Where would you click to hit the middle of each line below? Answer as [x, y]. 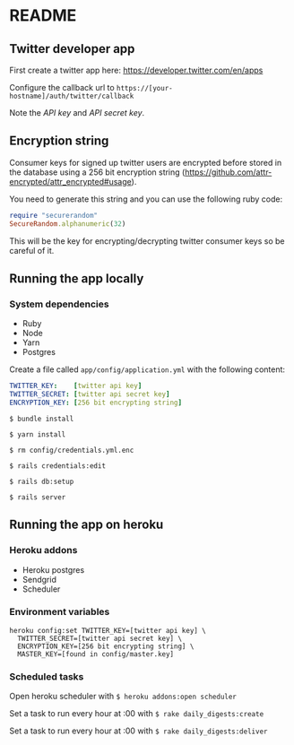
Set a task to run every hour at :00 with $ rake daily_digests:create [137, 714]
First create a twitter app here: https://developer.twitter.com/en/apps [136, 70]
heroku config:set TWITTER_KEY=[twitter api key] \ [108, 630]
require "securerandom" [54, 215]
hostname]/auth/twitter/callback [72, 96]
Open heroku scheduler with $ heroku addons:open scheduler [123, 697]
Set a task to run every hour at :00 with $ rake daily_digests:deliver [138, 731]
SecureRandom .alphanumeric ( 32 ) [68, 224]
